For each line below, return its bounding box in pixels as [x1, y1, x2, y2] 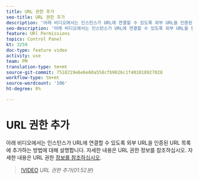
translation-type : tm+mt [6, 63, 68, 70]
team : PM [6, 58, 28, 64]
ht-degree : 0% [6, 86, 41, 92]
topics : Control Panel [6, 36, 62, 42]
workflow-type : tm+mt [6, 75, 60, 81]
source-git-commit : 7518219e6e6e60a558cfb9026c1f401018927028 [6, 69, 163, 75]
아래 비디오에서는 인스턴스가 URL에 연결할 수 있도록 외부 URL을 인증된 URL [6, 139, 181, 146]
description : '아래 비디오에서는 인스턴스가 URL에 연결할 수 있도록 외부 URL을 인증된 [6, 20, 192, 25]
